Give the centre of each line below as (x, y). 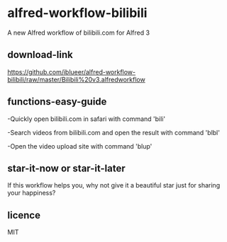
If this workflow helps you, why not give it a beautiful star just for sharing (114, 185)
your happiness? (32, 193)
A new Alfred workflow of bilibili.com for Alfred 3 (79, 33)
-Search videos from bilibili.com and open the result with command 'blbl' (113, 132)
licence (24, 215)
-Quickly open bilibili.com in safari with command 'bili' (86, 119)
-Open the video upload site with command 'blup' (80, 146)
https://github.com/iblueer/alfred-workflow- (72, 71)
